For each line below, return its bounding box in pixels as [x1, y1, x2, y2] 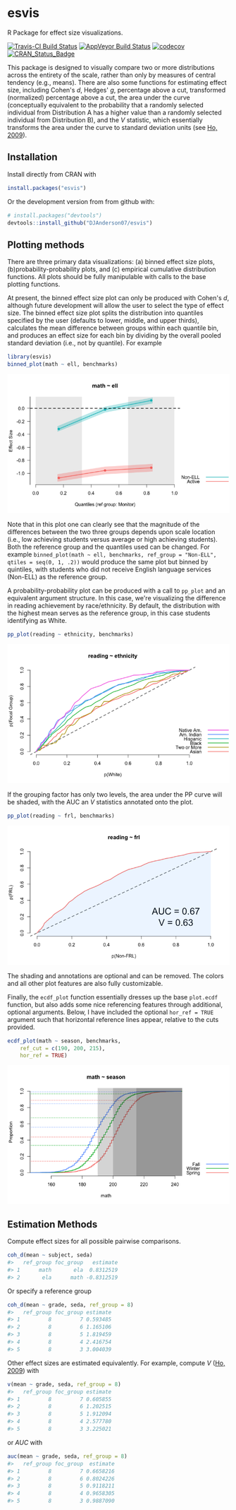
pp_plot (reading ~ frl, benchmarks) [7, 812, 115, 819]
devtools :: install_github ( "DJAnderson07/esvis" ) [7, 219, 153, 227]
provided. [7, 1023, 35, 1031]
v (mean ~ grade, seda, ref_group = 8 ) [7, 1381, 121, 1388]
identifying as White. [7, 616, 67, 624]
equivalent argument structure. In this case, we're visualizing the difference [7, 593, 227, 602]
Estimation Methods [7, 1218, 98, 1230]
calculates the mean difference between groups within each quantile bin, [7, 323, 219, 333]
